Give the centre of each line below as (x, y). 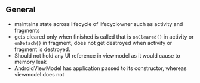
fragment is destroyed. (42, 49)
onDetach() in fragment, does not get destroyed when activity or (93, 43)
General (21, 10)
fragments (27, 30)
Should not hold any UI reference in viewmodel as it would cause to (97, 55)
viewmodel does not (39, 74)
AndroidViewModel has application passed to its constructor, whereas (100, 68)
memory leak (30, 62)
